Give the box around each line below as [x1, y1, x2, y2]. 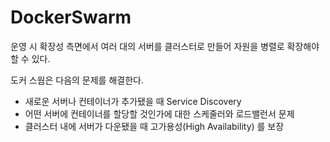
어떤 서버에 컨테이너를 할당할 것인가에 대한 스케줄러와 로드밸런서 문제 [24, 107, 295, 120]
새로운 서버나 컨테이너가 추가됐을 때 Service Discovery [24, 95, 242, 107]
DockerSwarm [10, 6, 132, 29]
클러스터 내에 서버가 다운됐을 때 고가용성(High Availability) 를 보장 [24, 120, 285, 132]
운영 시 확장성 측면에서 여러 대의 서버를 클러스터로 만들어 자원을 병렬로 [10, 40, 285, 52]
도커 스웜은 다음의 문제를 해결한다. [10, 74, 144, 86]
